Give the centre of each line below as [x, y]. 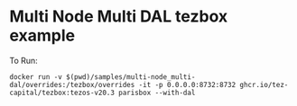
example [42, 35]
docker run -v [36, 77]
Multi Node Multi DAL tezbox [119, 17]
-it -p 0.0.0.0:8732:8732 [187, 84]
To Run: [23, 60]
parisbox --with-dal [157, 93]
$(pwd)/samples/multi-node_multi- [131, 77]
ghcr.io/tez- [264, 84]
